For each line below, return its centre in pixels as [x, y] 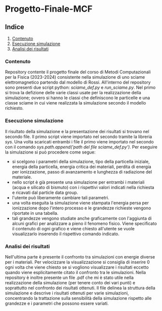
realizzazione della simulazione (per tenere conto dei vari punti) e [70, 282]
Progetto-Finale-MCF [49, 9]
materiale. [22, 177]
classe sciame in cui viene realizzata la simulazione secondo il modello [75, 103]
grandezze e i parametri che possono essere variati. [57, 303]
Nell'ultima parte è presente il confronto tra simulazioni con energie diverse [80, 257]
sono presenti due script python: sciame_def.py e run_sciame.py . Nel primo [80, 87]
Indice [15, 27]
